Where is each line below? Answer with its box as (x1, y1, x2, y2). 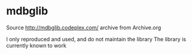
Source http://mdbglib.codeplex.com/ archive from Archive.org (6, 24, 161, 31)
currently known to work (6, 42, 67, 49)
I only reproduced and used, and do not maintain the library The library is (6, 35, 187, 42)
